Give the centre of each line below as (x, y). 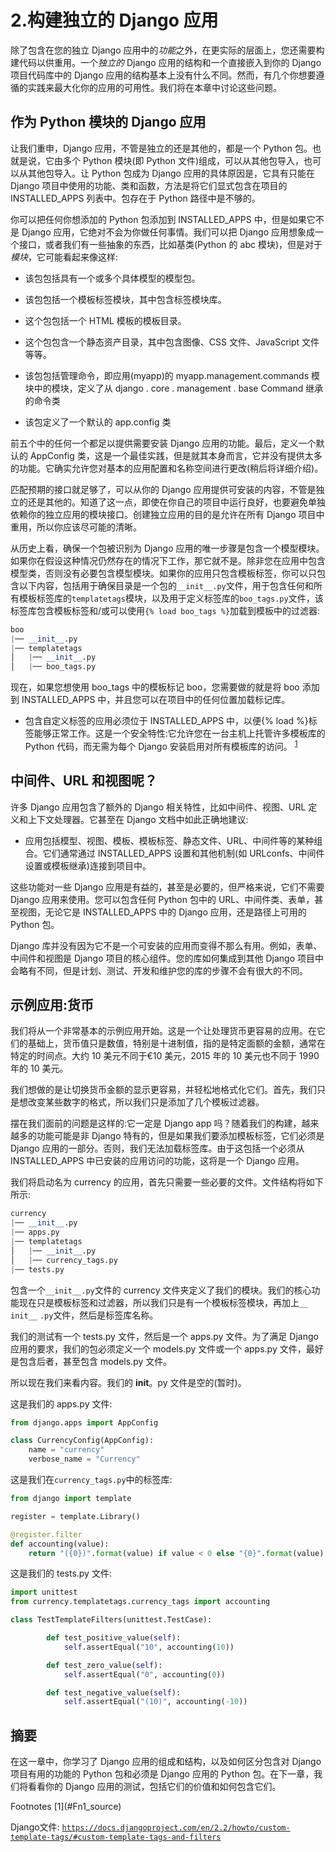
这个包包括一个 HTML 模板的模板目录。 (105, 320)
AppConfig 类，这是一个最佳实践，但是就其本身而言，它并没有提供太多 (176, 455)
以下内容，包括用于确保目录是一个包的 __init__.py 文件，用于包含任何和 (166, 585)
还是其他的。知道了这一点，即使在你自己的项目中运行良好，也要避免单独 (176, 502)
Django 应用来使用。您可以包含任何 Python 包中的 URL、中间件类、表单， (162, 899)
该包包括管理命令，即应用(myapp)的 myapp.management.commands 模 (172, 375)
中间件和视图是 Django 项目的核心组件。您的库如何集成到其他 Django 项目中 (167, 958)
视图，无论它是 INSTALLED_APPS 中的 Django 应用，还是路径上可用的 (162, 912)
